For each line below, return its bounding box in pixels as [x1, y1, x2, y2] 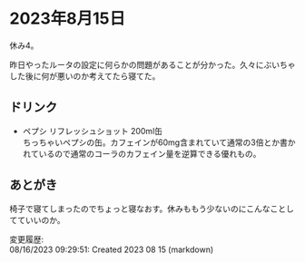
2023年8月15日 [9, 8, 125, 29]
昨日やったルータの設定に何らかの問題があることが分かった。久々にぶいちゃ [9, 59, 296, 70]
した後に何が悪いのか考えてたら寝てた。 [9, 70, 161, 82]
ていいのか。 [16, 214, 65, 225]
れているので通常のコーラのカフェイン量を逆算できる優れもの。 [22, 148, 261, 159]
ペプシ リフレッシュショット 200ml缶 [22, 125, 163, 136]
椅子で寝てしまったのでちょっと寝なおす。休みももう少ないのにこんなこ [9, 203, 279, 214]
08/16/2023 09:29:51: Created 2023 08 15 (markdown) [9, 244, 214, 255]
